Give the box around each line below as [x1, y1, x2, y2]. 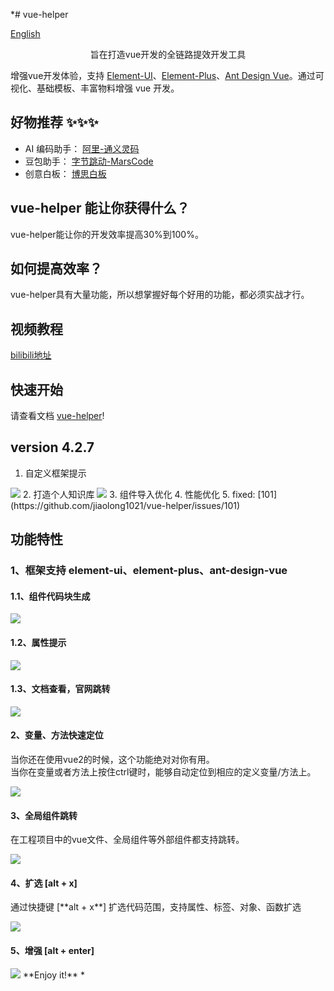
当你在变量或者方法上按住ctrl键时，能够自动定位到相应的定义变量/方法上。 [10, 766, 317, 778]
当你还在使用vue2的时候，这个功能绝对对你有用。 [10, 754, 215, 765]
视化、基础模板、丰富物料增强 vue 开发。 [10, 82, 180, 94]
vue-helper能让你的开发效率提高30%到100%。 [10, 228, 204, 240]
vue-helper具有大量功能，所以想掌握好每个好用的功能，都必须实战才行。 [10, 289, 310, 301]
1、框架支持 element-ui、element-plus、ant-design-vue [10, 564, 288, 578]
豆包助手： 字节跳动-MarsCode [24, 155, 154, 167]
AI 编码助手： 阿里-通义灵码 [24, 142, 140, 154]
